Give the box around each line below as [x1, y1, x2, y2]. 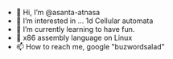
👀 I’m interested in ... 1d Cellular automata [15, 16, 154, 26]
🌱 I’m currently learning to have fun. [15, 25, 135, 33]
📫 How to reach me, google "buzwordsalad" [15, 42, 165, 51]
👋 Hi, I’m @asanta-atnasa [15, 8, 101, 17]
